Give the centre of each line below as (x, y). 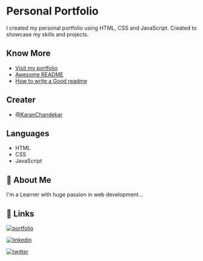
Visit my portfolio (36, 68)
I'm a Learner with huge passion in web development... (75, 194)
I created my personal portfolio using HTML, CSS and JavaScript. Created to (101, 28)
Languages (28, 134)
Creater (21, 100)
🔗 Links (20, 213)
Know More (28, 54)
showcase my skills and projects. (48, 34)
